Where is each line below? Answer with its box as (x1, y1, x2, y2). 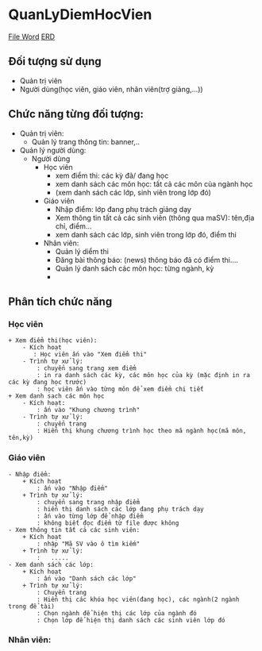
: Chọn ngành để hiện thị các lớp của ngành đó (37, 609, 197, 617)
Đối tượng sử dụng (8, 55, 102, 68)
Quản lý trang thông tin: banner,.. (31, 137, 141, 146)
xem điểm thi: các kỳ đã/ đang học (55, 171, 169, 180)
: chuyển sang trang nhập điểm (37, 498, 141, 506)
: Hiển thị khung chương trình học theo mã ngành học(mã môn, (37, 427, 247, 435)
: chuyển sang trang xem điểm (37, 364, 137, 372)
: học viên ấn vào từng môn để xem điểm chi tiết (37, 385, 204, 394)
